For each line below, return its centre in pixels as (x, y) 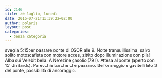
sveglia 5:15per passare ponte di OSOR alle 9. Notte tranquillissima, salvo (78, 50)
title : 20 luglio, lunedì (31, 14)
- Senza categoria (28, 37)
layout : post (18, 27)
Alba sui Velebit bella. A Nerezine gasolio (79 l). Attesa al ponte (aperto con (80, 60)
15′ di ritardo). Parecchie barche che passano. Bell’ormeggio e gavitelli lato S (81, 65)
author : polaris (21, 23)
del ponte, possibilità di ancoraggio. (41, 70)
